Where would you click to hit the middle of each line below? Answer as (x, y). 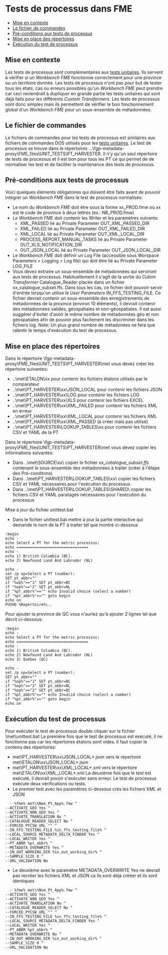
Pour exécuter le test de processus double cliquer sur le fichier (70, 731)
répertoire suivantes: (27, 369)
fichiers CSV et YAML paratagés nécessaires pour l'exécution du (79, 495)
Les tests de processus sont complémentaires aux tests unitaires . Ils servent (84, 72)
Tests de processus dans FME (69, 9)
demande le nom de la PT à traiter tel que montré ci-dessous (75, 525)
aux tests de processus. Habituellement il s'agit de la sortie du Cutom (84, 277)
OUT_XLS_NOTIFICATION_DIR (51, 245)
